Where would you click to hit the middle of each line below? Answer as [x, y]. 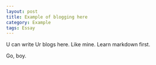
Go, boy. [16, 56]
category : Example [28, 22]
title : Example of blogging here [47, 17]
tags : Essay [21, 28]
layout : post [22, 11]
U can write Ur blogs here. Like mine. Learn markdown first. [78, 45]
